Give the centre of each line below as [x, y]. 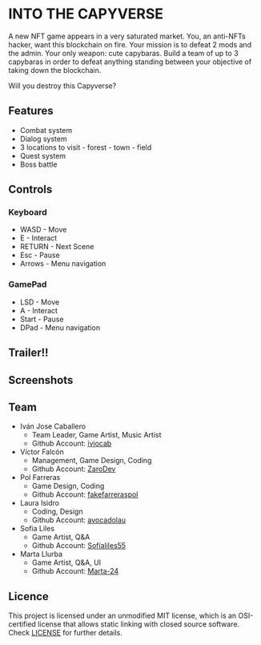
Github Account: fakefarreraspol [85, 494]
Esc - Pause [40, 255]
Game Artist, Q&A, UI [66, 562]
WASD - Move [43, 230]
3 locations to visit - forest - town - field [86, 147]
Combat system [46, 130]
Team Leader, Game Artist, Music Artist [96, 435]
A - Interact [39, 310]
